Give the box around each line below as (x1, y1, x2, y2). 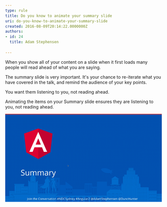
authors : (5, 29, 23, 34)
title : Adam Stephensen (9, 40, 59, 45)
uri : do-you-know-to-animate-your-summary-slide (5, 18, 108, 23)
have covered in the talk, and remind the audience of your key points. (5, 79, 147, 85)
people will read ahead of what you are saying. (5, 64, 101, 70)
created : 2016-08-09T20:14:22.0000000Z (5, 24, 88, 29)
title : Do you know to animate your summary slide (5, 13, 112, 18)
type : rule (5, 8, 28, 13)
